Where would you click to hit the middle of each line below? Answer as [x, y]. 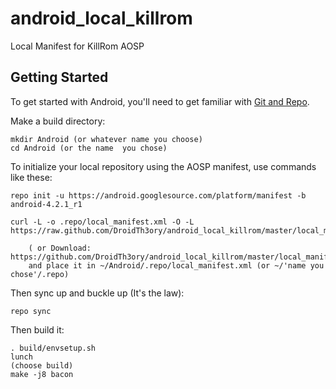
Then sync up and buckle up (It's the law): [97, 293]
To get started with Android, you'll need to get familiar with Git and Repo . [160, 101]
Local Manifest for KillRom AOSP [77, 46]
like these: [31, 177]
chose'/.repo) [40, 274]
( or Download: [60, 248]
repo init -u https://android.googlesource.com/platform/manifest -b [158, 195]
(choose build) [42, 365]
